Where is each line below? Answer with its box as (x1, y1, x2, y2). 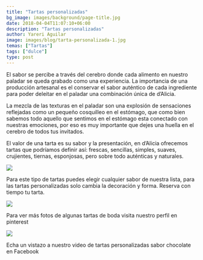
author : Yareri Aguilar (6, 32, 67, 38)
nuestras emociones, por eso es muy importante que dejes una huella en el (6, 121, 195, 128)
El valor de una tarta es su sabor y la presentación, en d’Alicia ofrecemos (6, 139, 188, 146)
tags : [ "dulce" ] (6, 49, 47, 55)
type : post (6, 54, 34, 60)
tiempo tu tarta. (6, 188, 45, 196)
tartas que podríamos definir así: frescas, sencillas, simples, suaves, (6, 146, 177, 153)
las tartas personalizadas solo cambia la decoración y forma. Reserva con (6, 182, 191, 189)
